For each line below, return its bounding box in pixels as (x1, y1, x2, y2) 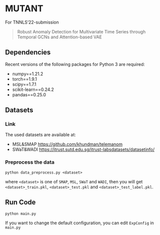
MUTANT (5, 3, 43, 14)
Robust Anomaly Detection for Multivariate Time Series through (17, 29, 146, 34)
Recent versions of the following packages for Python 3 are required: (5, 61, 145, 67)
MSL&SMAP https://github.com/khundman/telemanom (12, 141, 123, 147)
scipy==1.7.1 (12, 81, 36, 87)
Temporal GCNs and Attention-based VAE (17, 34, 102, 40)
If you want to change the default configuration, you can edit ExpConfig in (5, 220, 154, 226)
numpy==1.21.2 (12, 71, 43, 77)
